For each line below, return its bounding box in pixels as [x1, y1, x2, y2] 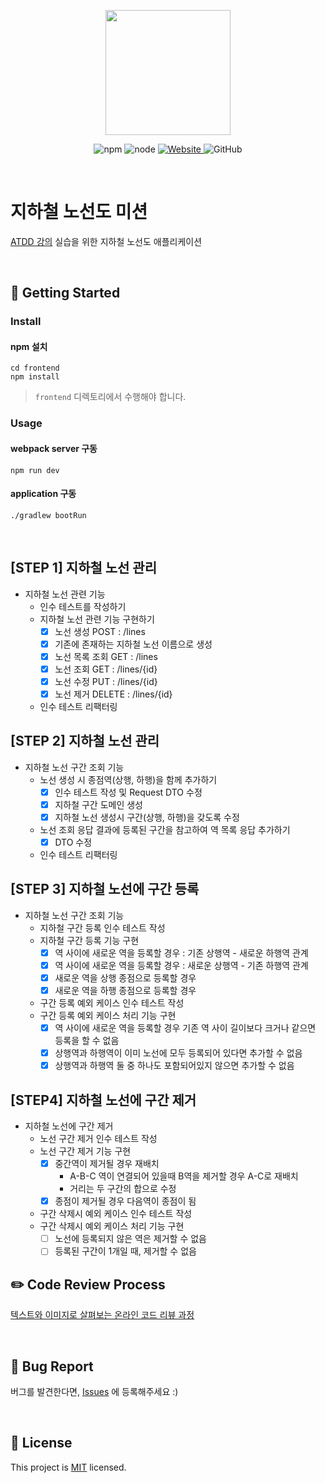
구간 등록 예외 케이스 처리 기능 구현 [39, 1010, 177, 1022]
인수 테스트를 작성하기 [39, 600, 127, 612]
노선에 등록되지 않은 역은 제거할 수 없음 [54, 1233, 207, 1245]
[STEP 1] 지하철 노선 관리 [10, 560, 157, 577]
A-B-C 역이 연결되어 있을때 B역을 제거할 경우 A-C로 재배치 [69, 1170, 299, 1182]
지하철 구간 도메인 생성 [54, 798, 143, 810]
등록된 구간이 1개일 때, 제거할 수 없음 [54, 1245, 197, 1257]
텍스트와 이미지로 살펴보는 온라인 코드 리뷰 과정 [10, 1309, 195, 1321]
